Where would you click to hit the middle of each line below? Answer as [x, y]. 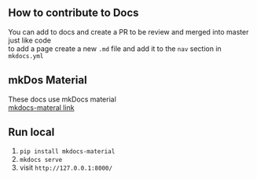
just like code [29, 40]
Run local [31, 132]
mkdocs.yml [26, 56]
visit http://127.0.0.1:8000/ [66, 167]
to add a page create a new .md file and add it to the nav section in [115, 48]
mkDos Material [48, 81]
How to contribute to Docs [73, 13]
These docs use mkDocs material [62, 99]
